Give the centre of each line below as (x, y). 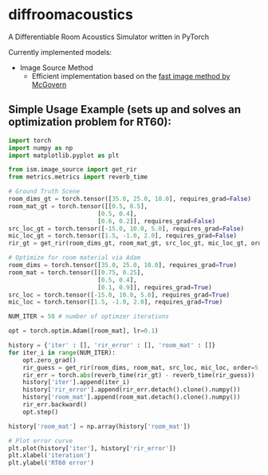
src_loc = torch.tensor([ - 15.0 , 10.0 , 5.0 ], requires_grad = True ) (119, 295)
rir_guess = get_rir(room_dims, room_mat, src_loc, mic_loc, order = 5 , (142, 367)
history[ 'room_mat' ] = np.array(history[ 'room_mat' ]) (100, 426)
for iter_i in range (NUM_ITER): (62, 352)
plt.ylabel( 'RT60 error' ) (51, 463)
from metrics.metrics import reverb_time (78, 177)
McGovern (49, 84)
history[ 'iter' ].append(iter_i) (76, 383)
